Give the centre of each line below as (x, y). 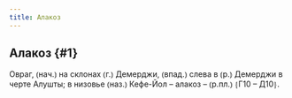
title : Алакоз (35, 17)
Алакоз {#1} (43, 53)
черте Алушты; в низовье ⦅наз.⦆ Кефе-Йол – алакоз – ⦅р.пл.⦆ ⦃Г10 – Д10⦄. (145, 84)
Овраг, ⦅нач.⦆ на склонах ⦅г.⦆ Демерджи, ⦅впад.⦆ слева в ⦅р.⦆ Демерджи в (146, 74)
